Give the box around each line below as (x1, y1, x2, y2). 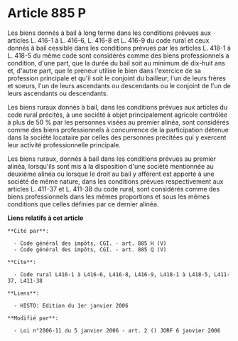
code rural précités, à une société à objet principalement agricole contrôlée (7, 110, 228, 119)
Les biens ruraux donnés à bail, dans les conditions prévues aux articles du (7, 103, 228, 111)
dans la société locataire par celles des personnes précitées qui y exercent (7, 133, 227, 142)
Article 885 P (7, 5, 87, 21)
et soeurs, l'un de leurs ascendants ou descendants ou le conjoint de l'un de (7, 81, 231, 90)
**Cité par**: (7, 227, 50, 234)
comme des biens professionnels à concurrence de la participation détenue (7, 125, 229, 134)
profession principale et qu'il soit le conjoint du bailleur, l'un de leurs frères (7, 73, 226, 83)
